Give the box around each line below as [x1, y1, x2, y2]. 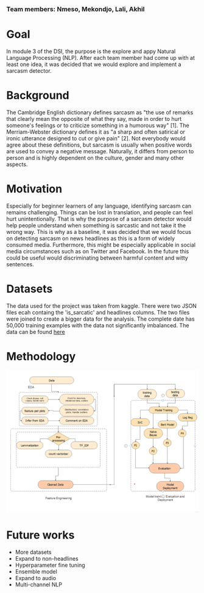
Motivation [6, 182, 63, 195]
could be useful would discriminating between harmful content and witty [6, 254, 189, 261]
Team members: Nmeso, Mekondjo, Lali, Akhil [6, 5, 145, 13]
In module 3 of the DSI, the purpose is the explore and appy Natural [6, 48, 176, 55]
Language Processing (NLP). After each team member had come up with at [6, 54, 195, 61]
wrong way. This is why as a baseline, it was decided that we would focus [6, 228, 192, 235]
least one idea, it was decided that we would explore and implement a [6, 60, 181, 68]
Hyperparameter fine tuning [15, 561, 85, 569]
